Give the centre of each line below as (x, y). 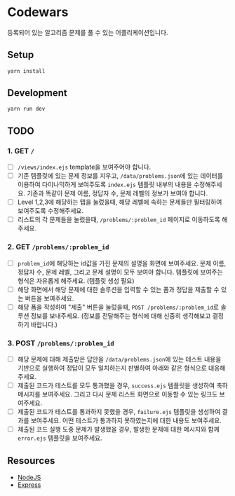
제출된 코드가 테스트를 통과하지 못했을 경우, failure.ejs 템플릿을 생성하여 (119, 412)
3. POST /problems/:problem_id (61, 343)
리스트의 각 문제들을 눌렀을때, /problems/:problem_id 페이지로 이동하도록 (119, 220)
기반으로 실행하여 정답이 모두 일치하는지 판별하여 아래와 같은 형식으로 (112, 368)
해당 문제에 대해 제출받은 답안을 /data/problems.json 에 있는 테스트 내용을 (119, 359)
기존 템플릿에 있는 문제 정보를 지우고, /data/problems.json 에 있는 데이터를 (120, 176)
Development (38, 93)
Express (29, 485)
